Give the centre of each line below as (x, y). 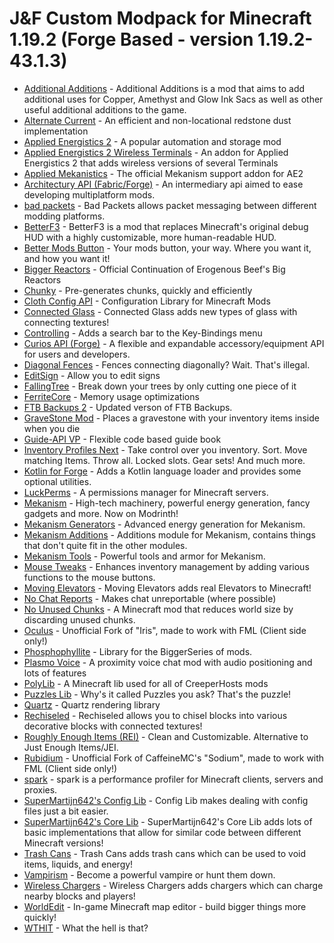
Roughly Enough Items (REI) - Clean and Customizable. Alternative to (166, 736)
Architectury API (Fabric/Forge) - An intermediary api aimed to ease (163, 184)
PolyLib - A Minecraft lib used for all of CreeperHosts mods (146, 683)
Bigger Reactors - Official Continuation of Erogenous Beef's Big (154, 269)
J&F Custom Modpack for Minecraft (160, 18)
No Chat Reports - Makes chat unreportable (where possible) (150, 598)
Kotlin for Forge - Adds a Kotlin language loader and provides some (162, 471)
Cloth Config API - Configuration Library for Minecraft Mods (147, 301)
